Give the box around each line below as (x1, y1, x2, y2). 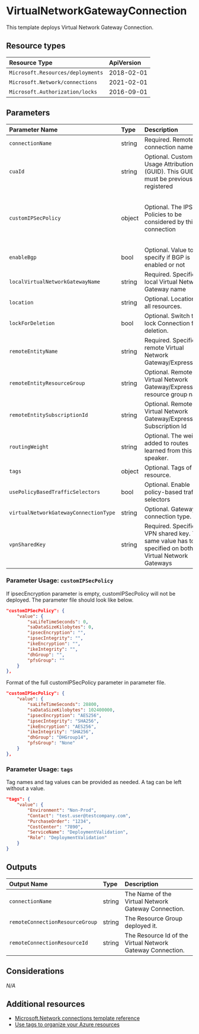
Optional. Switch (144, 312, 190, 320)
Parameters (6, 108, 50, 118)
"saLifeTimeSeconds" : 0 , (27, 619, 89, 625)
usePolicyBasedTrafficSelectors (9, 489, 101, 495)
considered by (144, 217, 185, 226)
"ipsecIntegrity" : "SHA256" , (27, 718, 99, 724)
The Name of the (124, 890, 172, 898)
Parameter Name (9, 126, 58, 134)
